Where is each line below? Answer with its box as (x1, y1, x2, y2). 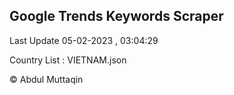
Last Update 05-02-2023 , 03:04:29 (9, 34, 159, 46)
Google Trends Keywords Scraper (9, 8, 224, 25)
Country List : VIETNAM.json (9, 54, 127, 66)
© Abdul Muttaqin (9, 73, 84, 85)
